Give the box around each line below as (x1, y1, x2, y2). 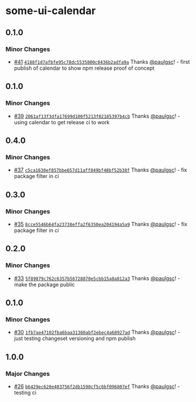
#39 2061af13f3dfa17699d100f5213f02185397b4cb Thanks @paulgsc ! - (13, 113, 180, 120)
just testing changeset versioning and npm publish (13, 335, 136, 342)
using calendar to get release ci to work (13, 118, 110, 125)
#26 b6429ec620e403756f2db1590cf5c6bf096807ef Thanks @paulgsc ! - (13, 383, 180, 390)
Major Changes (5, 369, 50, 377)
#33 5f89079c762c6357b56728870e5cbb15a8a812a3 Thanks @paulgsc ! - (13, 274, 180, 282)
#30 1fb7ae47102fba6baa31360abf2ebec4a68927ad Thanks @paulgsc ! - (13, 329, 180, 336)
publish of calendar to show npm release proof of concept (13, 64, 154, 71)
